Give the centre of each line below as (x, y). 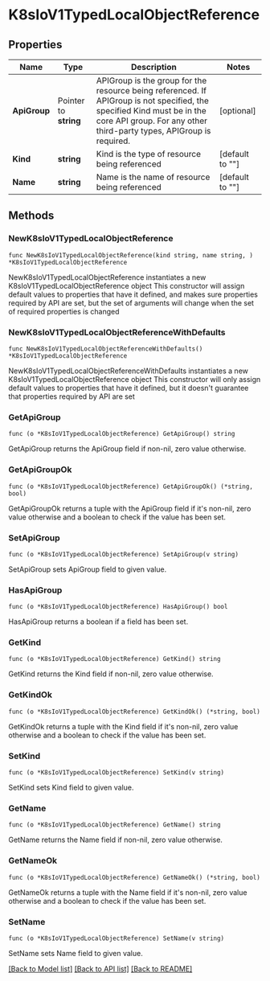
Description (154, 67)
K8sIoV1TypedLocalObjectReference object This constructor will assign (127, 285)
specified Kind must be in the (151, 111)
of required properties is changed (64, 311)
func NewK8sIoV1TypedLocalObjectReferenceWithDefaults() (106, 349)
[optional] (237, 111)
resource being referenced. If (151, 90)
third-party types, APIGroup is (153, 131)
